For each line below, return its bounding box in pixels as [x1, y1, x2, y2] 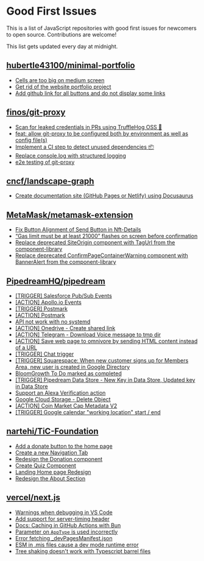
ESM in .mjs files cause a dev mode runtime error [15, 541, 139, 548]
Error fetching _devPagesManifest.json [15, 534, 113, 542]
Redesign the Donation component [15, 455, 103, 462]
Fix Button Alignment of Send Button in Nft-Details [15, 226, 141, 233]
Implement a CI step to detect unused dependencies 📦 [15, 143, 154, 150]
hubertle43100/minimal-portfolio [6, 60, 135, 71]
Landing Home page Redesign [15, 468, 91, 476]
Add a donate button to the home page [15, 442, 113, 450]
